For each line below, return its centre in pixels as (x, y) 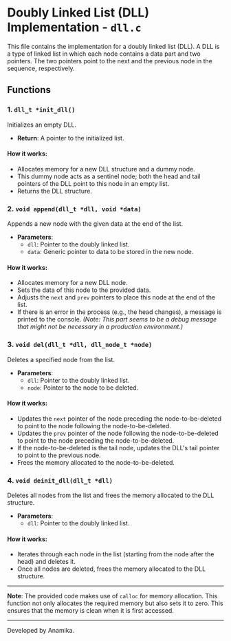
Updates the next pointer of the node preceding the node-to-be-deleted (119, 419)
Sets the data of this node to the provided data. (84, 290)
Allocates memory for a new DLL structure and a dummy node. (106, 169)
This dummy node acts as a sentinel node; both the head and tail (109, 176)
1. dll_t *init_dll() (41, 109)
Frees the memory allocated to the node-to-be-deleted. (96, 462)
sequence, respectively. (41, 68)
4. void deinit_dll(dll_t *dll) (60, 480)
